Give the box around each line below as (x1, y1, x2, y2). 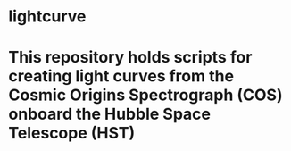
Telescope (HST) (8, 123, 136, 144)
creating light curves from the (8, 66, 234, 87)
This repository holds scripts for (8, 47, 253, 68)
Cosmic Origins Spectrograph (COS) (8, 85, 283, 105)
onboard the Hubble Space (8, 105, 212, 124)
